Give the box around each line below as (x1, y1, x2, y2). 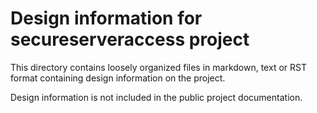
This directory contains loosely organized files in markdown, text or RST (10, 61, 307, 73)
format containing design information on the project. (10, 72, 226, 84)
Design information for (10, 7, 203, 30)
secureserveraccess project (10, 28, 250, 51)
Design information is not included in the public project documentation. (10, 91, 303, 103)
